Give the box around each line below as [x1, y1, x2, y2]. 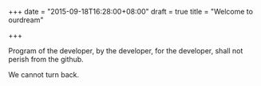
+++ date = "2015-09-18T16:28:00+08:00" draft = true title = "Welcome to [8, 7, 254, 16]
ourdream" [8, 15, 44, 25]
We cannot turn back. [8, 70, 80, 79]
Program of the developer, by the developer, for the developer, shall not [8, 46, 243, 55]
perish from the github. [8, 55, 84, 64]
